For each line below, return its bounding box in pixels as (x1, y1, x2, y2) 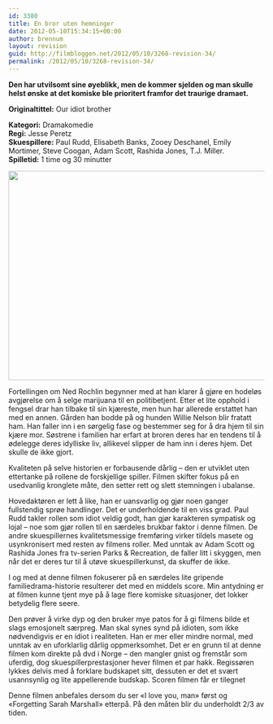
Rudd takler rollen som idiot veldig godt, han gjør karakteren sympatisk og (8, 513, 256, 523)
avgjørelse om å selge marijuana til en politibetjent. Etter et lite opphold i (8, 395, 249, 405)
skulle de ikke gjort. (8, 447, 74, 457)
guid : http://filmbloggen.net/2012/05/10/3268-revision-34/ (8, 50, 217, 58)
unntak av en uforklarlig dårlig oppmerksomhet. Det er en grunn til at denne (8, 640, 262, 650)
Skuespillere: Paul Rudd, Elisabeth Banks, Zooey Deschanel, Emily (8, 137, 232, 147)
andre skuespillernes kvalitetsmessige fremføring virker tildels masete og (8, 530, 253, 540)
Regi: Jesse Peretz (8, 128, 72, 138)
